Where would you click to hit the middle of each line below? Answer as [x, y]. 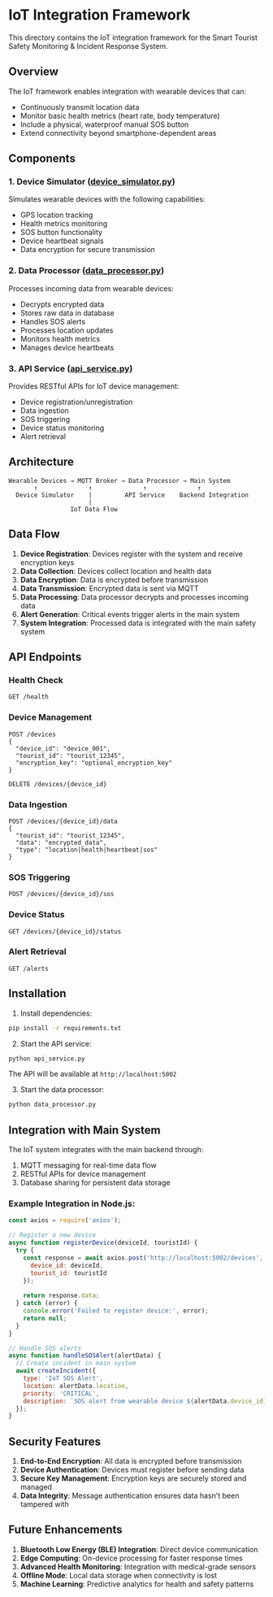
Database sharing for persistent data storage [95, 1183]
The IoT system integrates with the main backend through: [106, 1150]
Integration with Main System [84, 1130]
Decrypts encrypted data [62, 304]
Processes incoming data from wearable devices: [91, 288]
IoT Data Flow [94, 509]
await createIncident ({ [56, 1371]
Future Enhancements [66, 1530]
